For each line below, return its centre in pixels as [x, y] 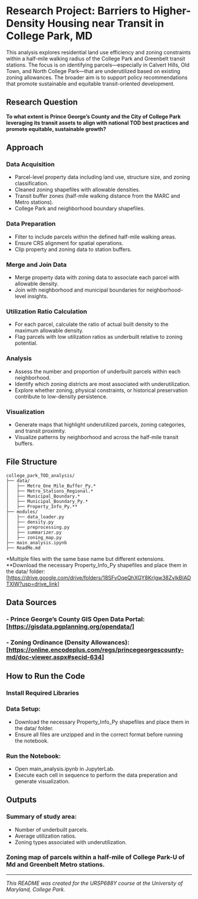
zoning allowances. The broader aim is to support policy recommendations [97, 77]
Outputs [22, 800]
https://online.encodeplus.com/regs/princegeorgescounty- [96, 649]
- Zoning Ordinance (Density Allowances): [68, 642]
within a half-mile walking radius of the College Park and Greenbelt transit [96, 58]
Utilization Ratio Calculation [47, 311]
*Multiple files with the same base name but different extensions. [85, 558]
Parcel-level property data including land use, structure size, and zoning [102, 177]
